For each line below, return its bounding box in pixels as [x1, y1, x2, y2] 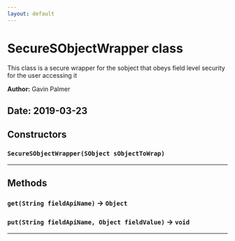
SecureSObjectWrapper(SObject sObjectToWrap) [7, 150, 166, 158]
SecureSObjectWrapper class [7, 40, 183, 56]
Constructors [7, 129, 67, 141]
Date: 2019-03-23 [7, 104, 88, 116]
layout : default [7, 10, 55, 18]
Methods [7, 177, 48, 189]
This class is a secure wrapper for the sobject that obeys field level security [7, 64, 225, 72]
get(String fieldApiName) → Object [7, 198, 128, 207]
